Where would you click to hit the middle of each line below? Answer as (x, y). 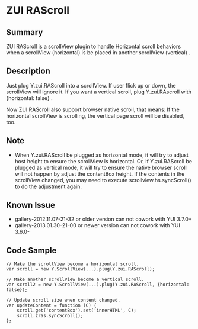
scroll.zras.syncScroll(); (50, 316)
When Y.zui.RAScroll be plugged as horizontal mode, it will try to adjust (101, 155)
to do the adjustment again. (48, 186)
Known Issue (31, 205)
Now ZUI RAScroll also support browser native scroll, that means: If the (93, 109)
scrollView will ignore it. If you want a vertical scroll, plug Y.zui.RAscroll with (99, 92)
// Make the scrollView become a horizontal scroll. (73, 264)
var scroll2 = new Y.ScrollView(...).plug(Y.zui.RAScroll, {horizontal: (98, 285)
